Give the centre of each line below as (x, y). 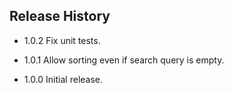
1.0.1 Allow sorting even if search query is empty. (124, 60)
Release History (60, 16)
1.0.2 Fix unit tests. (62, 40)
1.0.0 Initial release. (63, 79)
